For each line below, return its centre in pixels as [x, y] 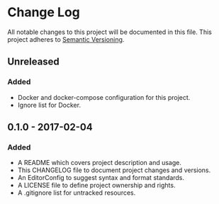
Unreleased [34, 62]
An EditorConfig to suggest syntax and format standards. [101, 178]
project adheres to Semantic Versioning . [66, 39]
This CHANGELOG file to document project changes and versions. [114, 170]
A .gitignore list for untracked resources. [77, 193]
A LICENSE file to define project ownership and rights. [96, 186]
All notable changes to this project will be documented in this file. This [110, 32]
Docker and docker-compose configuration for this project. [104, 97]
